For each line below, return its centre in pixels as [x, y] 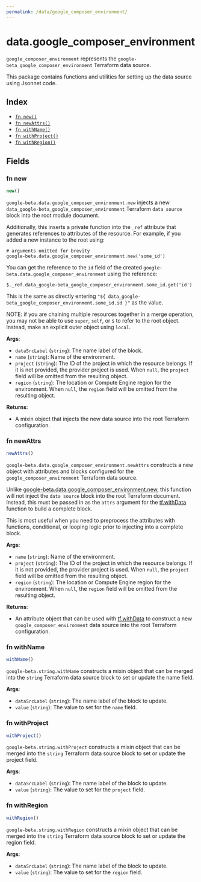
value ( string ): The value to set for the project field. [80, 790]
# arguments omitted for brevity [48, 251]
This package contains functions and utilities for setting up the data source [99, 77]
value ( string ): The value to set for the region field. [79, 872]
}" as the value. [144, 302]
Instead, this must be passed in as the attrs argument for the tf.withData [96, 503]
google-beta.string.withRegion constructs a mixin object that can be [92, 829]
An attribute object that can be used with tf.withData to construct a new [104, 619]
